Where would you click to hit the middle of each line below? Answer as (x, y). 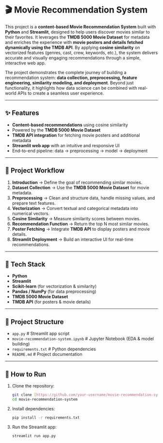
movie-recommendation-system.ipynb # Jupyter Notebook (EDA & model (83, 339)
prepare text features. (34, 203)
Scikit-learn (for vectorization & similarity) (54, 287)
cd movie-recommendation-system (45, 399)
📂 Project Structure (34, 322)
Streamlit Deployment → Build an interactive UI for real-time (73, 239)
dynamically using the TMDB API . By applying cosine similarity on (73, 47)
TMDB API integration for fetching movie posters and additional (76, 135)
